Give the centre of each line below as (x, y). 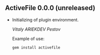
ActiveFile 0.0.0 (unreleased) (50, 8)
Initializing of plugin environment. (45, 19)
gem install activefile (36, 47)
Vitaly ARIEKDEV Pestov (36, 29)
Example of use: (28, 38)
